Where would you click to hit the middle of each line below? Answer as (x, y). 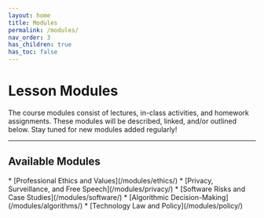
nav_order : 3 (29, 37)
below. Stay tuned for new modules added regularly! (93, 129)
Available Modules (54, 162)
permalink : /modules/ (44, 30)
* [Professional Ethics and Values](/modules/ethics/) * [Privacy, (111, 180)
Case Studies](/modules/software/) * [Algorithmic (88, 197)
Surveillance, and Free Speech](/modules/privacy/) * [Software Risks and (127, 189)
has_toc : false (33, 52)
